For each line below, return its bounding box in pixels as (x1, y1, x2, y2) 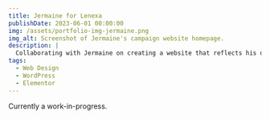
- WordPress (15, 72, 56, 80)
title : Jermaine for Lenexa (8, 11, 103, 20)
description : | (8, 42, 59, 50)
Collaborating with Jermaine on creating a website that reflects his (15, 49, 257, 57)
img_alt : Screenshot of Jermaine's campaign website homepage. (8, 34, 225, 43)
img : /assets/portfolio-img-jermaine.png (8, 27, 149, 35)
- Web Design (15, 64, 59, 72)
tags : (8, 57, 27, 65)
